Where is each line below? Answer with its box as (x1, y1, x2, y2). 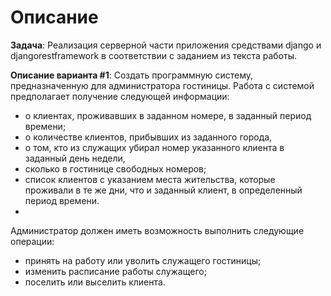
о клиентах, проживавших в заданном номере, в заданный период (24, 109, 312, 121)
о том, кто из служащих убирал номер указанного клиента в (24, 141, 285, 153)
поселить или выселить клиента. (24, 276, 166, 288)
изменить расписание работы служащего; (24, 265, 207, 277)
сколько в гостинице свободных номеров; (24, 162, 207, 175)
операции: (10, 235, 55, 247)
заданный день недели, (24, 152, 126, 164)
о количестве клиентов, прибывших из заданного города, (24, 131, 273, 143)
